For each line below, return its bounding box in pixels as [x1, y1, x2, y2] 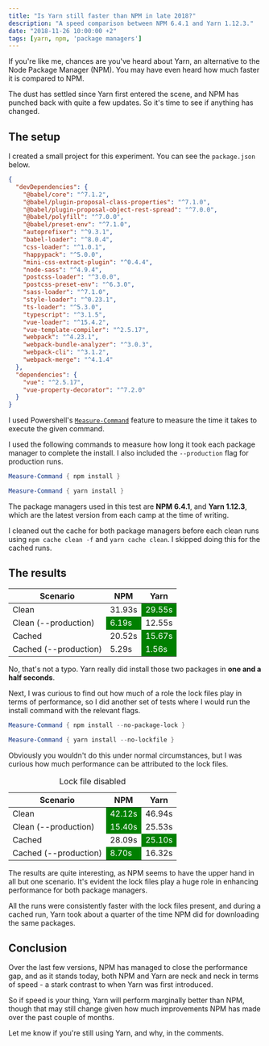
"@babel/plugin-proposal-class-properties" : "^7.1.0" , [23, 198, 211, 206]
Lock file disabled [59, 775, 126, 787]
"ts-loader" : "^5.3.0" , [23, 303, 103, 311]
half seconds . [8, 672, 55, 683]
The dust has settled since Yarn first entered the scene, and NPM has [8, 90, 239, 99]
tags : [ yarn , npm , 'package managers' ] [8, 34, 143, 43]
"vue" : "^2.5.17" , [23, 378, 85, 386]
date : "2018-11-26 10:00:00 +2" [8, 27, 117, 35]
